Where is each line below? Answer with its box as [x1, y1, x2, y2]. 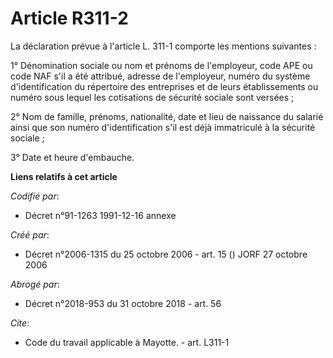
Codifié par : [10, 190, 60, 202]
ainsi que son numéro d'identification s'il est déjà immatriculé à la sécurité [10, 121, 316, 133]
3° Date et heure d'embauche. [10, 151, 135, 163]
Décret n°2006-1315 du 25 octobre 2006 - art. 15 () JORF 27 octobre [24, 248, 308, 260]
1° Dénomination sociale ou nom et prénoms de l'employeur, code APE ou [10, 59, 313, 71]
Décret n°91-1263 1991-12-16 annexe [24, 209, 177, 221]
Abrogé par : [10, 278, 60, 290]
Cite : [10, 317, 30, 329]
